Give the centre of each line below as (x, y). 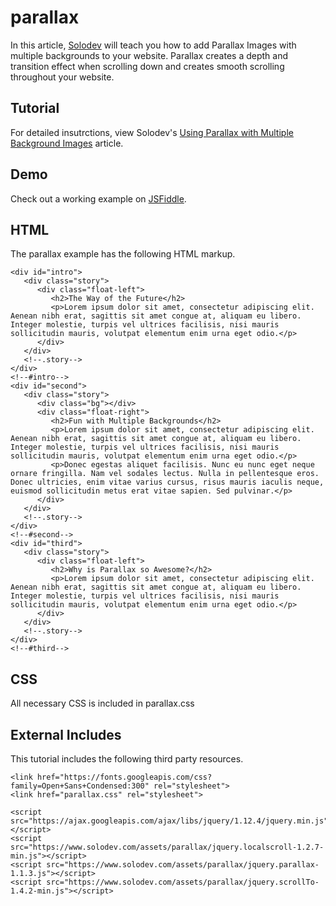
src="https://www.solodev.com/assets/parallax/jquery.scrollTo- (183, 882)
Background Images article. (67, 143)
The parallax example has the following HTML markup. (123, 254)
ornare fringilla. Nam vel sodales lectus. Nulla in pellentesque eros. (165, 474)
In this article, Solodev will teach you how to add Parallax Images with (153, 45)
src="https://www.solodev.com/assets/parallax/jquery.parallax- (183, 865)
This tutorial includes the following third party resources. (127, 759)
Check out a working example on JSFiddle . (98, 198)
